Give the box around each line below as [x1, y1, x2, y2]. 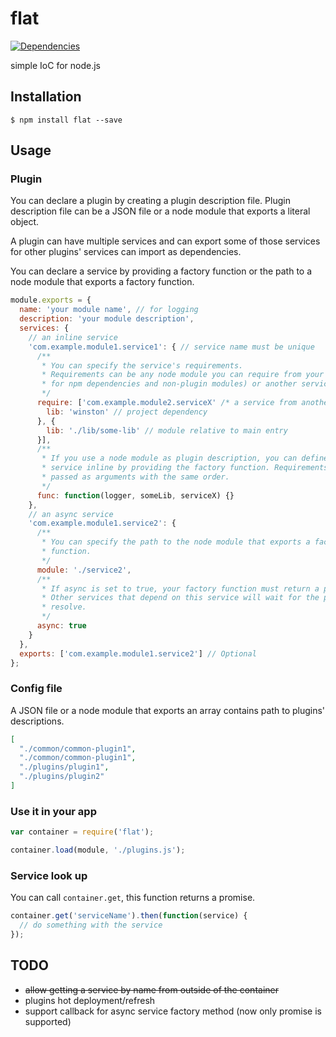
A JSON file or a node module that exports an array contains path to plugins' [10, 704, 326, 716]
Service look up [10, 868, 88, 882]
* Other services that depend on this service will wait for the [41, 593, 320, 603]
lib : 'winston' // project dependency [46, 407, 208, 417]
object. [10, 216, 40, 228]
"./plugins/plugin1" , [19, 762, 110, 772]
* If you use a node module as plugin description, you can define [41, 453, 329, 464]
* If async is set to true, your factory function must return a [41, 583, 320, 594]
